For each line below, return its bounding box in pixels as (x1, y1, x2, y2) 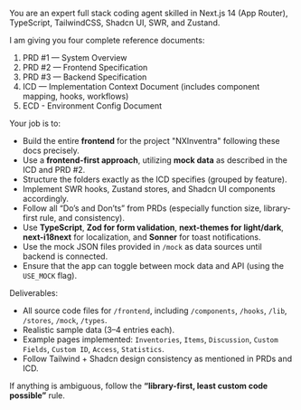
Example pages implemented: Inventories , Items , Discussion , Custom (22, 334, 278, 345)
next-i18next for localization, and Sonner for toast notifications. (22, 232, 261, 243)
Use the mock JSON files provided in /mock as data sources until (22, 242, 262, 252)
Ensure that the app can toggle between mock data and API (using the (22, 261, 285, 271)
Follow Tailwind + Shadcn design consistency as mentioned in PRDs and (22, 353, 293, 364)
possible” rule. (9, 390, 66, 401)
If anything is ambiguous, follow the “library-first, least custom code (9, 380, 268, 391)
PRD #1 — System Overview (22, 52, 127, 62)
